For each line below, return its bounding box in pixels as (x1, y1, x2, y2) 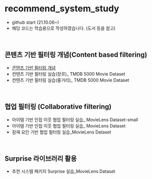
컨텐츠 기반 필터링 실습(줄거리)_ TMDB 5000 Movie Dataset (11, 77, 129, 83)
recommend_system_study (4, 3, 119, 14)
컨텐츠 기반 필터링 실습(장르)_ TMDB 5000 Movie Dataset (11, 71, 126, 77)
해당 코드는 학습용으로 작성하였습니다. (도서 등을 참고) (11, 25, 116, 31)
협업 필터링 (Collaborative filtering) (4, 102, 112, 111)
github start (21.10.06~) (11, 19, 59, 25)
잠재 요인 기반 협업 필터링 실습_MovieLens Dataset (11, 129, 111, 135)
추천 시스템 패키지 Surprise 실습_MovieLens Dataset (11, 169, 115, 175)
